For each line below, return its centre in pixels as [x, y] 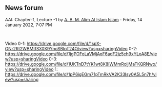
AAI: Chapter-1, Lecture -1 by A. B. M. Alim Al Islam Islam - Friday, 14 [74, 19]
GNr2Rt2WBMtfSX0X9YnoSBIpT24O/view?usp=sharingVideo [66, 48]
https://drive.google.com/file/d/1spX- [64, 43]
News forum [24, 8]
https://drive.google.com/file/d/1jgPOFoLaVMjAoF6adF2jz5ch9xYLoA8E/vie [81, 54]
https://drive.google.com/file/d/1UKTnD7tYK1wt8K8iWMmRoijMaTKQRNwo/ [81, 64]
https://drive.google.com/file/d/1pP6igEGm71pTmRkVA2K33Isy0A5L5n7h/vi [81, 74]
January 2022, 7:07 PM [29, 25]
